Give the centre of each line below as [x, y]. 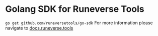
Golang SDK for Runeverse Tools [75, 9]
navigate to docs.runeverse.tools [39, 28]
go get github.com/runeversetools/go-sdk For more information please [79, 23]
